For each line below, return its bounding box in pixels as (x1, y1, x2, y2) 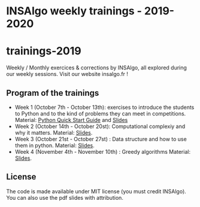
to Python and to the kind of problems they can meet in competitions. (14, 109, 186, 117)
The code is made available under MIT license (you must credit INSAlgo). (6, 187, 187, 195)
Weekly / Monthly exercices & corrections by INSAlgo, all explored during (6, 64, 187, 71)
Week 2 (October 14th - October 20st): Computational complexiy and (14, 123, 186, 130)
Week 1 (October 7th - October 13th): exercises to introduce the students (14, 103, 195, 111)
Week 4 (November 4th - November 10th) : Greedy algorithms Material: (14, 148, 190, 155)
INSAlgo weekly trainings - (6, 4, 143, 18)
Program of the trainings (6, 88, 99, 98)
